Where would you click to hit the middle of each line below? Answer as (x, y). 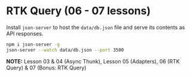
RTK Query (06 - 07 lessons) (78, 11)
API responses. (25, 33)
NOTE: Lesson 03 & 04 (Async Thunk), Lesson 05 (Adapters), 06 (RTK (93, 61)
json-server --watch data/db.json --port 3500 (65, 50)
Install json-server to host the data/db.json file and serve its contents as (95, 27)
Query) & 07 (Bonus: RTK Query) (46, 68)
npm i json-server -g (33, 44)
